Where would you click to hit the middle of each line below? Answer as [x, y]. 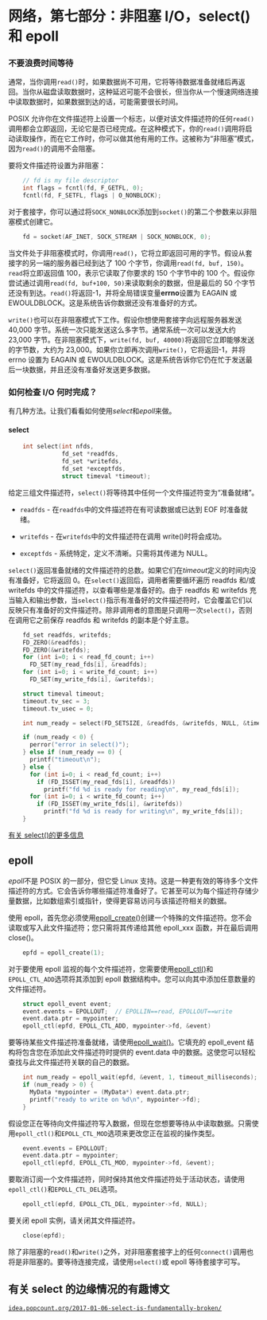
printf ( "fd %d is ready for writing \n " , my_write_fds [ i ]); [143, 812]
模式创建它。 [36, 222]
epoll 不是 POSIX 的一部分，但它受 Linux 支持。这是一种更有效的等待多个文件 [133, 880]
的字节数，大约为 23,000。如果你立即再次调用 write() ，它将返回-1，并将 [127, 349]
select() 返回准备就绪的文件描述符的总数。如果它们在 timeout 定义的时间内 [129, 570]
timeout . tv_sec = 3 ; [56, 701]
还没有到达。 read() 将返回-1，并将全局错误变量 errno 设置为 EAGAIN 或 [122, 292]
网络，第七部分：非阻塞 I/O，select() [130, 16]
